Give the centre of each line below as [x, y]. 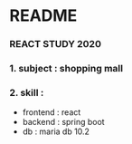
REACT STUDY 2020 [56, 44]
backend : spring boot [64, 122]
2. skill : [27, 92]
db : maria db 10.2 [56, 131]
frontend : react [52, 112]
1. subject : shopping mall [66, 69]
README [43, 16]
